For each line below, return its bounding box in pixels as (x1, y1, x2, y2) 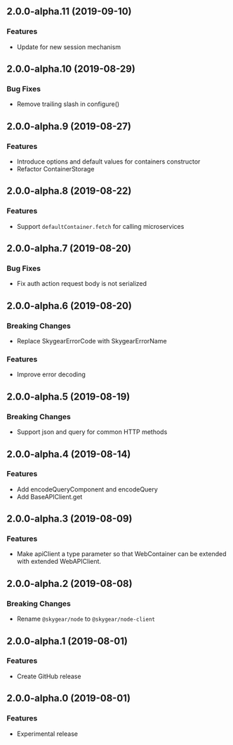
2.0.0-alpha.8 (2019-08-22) (6, 185, 132, 197)
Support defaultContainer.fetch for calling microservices (16, 222, 185, 230)
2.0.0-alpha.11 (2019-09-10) (6, 6, 132, 18)
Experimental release (16, 730, 79, 738)
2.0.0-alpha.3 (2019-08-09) (6, 513, 133, 525)
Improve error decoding (16, 370, 86, 378)
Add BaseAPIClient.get (16, 492, 83, 501)
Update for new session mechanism (16, 42, 121, 51)
